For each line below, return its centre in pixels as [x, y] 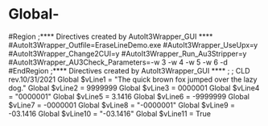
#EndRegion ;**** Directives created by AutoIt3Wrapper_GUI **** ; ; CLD [129, 70]
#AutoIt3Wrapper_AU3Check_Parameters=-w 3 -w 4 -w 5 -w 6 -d [118, 62]
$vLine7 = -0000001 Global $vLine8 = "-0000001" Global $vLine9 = [122, 105]
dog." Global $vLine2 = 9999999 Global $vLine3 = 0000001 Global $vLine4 [134, 88]
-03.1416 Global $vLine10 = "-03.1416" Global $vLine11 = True [110, 113]
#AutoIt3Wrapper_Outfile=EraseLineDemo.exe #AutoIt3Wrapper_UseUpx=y [133, 44]
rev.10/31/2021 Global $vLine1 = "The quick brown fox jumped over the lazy [133, 79]
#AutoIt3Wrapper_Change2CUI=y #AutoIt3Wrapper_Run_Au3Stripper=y [128, 53]
